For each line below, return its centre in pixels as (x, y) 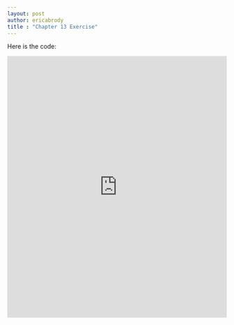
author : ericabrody (36, 20)
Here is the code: (32, 47)
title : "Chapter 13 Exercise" (53, 27)
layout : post (26, 14)
